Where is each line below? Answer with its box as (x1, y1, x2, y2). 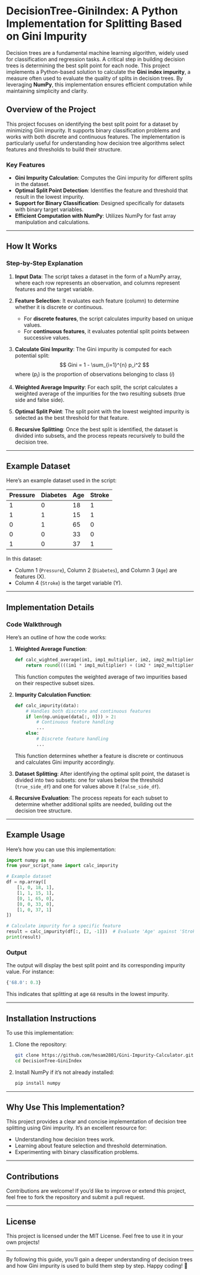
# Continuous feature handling (36, 719, 114, 725)
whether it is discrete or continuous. (14, 303, 104, 311)
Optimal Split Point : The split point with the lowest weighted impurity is (14, 407, 190, 415)
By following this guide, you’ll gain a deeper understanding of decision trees (6, 1256, 193, 1263)
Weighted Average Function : (14, 645, 87, 652)
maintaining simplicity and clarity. (6, 87, 88, 94)
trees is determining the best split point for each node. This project (6, 61, 170, 69)
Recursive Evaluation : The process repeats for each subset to (14, 794, 168, 801)
